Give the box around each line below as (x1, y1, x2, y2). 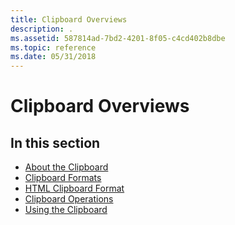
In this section (10, 134, 101, 151)
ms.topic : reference (10, 42, 97, 53)
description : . (10, 24, 74, 34)
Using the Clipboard (24, 204, 108, 216)
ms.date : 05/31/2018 (10, 52, 97, 62)
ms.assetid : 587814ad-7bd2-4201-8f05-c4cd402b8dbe (10, 33, 226, 43)
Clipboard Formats (24, 172, 102, 184)
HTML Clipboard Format (24, 182, 125, 195)
